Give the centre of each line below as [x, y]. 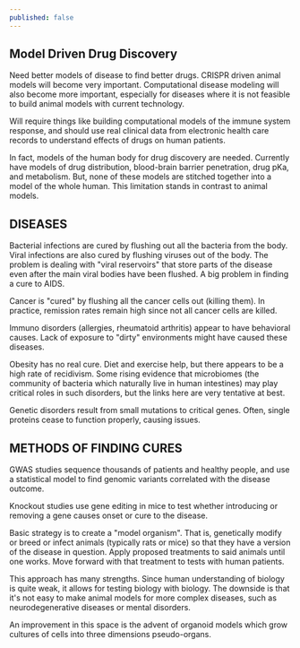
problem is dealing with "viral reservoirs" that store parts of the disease [141, 264]
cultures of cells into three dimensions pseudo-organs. [111, 635]
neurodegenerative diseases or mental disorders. [100, 608]
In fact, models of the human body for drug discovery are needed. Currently [150, 158]
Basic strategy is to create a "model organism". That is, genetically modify [146, 533]
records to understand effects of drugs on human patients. [117, 141]
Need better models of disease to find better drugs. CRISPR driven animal [145, 75]
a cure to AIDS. [37, 284]
